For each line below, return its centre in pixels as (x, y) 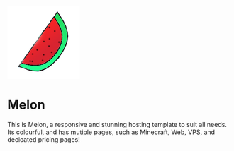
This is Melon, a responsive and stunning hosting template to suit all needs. (117, 124)
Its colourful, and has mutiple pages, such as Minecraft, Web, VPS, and (111, 132)
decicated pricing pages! (44, 139)
